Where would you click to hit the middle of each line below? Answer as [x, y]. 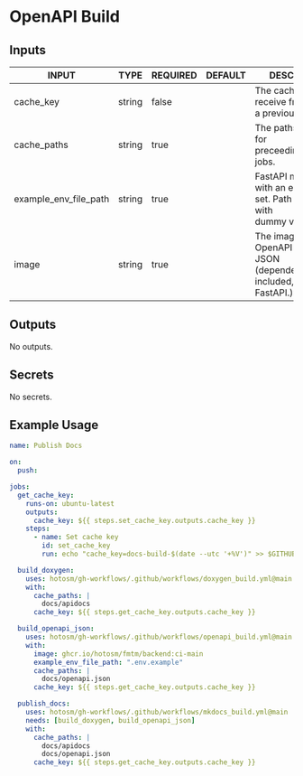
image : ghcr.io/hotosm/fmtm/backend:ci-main [118, 654]
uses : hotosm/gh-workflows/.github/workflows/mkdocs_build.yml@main [157, 712]
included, [275, 281]
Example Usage [54, 425]
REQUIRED [174, 75]
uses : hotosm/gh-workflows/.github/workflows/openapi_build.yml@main [159, 637]
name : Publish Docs [46, 446]
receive [271, 102]
